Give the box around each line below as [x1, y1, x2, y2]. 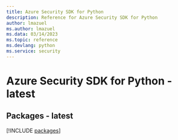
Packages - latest [6, 111, 74, 121]
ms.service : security [6, 48, 61, 54]
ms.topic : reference [6, 37, 59, 43]
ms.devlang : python [6, 43, 56, 49]
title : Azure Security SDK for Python [6, 8, 104, 15]
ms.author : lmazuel [6, 25, 56, 32]
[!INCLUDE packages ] [6, 127, 61, 134]
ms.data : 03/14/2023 [6, 31, 59, 37]
